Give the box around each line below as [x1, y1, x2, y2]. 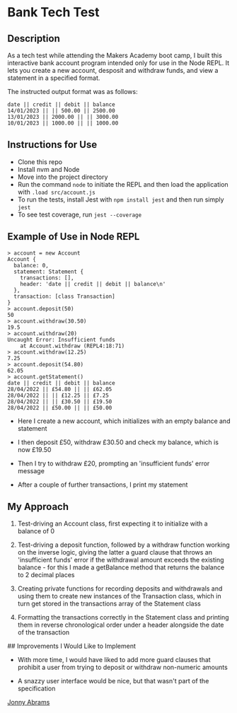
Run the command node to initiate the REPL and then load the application [17, 180, 229, 188]
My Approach [7, 501, 69, 513]
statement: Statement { [13, 268, 83, 275]
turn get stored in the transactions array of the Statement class [17, 599, 202, 608]
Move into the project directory [17, 173, 108, 181]
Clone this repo [17, 157, 62, 166]
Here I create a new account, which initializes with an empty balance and [17, 417, 231, 425]
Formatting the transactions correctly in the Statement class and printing [17, 613, 229, 622]
